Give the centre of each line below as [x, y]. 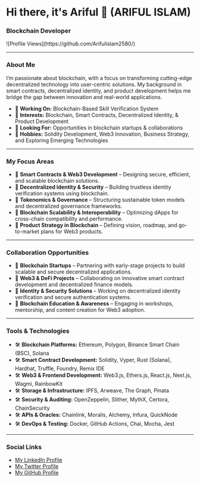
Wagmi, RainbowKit [39, 383]
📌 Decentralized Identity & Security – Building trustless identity [93, 187]
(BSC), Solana [32, 353]
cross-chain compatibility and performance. [69, 219]
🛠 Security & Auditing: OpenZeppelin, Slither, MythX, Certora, [92, 399]
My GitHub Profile [37, 472]
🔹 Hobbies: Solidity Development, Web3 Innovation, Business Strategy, [102, 134]
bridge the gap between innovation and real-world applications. [84, 97]
